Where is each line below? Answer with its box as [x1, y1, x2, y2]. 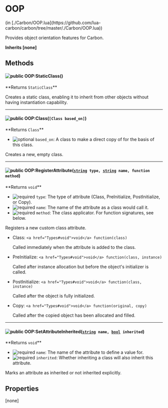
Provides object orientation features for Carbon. [5, 35, 104, 41]
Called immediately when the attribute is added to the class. [12, 244, 136, 250]
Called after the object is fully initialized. [12, 293, 95, 299]
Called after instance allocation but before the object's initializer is [12, 263, 149, 269]
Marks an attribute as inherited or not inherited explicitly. [5, 370, 121, 376]
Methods [5, 59, 34, 68]
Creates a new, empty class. [5, 151, 63, 157]
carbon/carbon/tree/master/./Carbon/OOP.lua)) [5, 25, 102, 31]
